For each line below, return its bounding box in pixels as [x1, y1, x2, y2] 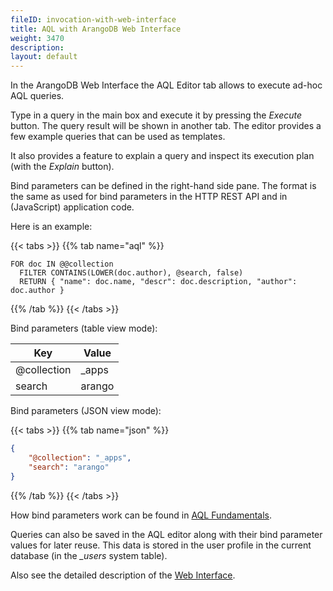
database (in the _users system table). [10, 549, 168, 561]
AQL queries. [10, 90, 65, 102]
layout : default [10, 52, 78, 62]
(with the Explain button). [10, 161, 115, 173]
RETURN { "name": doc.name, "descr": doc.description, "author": [19, 277, 298, 287]
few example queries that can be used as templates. [10, 131, 226, 143]
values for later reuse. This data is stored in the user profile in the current [10, 539, 312, 551]
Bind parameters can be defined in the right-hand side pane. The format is [10, 180, 317, 192]
